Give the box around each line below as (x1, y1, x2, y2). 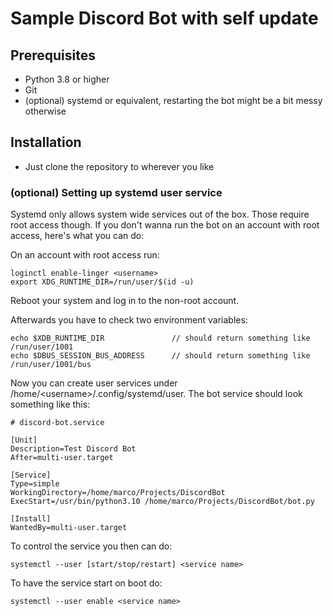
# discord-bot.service (10, 418, 105, 428)
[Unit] (10, 435, 38, 446)
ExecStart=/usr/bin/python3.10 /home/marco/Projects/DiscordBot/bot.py (10, 497, 315, 507)
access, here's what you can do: (10, 230, 145, 242)
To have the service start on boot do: (10, 577, 163, 589)
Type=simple (10, 479, 60, 489)
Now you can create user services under (10, 377, 178, 389)
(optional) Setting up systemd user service (10, 185, 223, 199)
